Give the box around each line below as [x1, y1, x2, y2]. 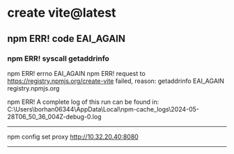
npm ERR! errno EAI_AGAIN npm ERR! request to [7, 69, 146, 77]
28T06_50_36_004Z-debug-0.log [7, 112, 102, 121]
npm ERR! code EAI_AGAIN [7, 33, 126, 45]
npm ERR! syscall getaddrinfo [7, 54, 110, 63]
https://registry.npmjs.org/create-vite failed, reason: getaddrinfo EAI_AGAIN [7, 77, 225, 85]
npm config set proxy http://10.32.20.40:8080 [7, 132, 139, 141]
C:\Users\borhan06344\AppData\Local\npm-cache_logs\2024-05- [7, 105, 200, 113]
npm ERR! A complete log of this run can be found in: [7, 98, 159, 106]
